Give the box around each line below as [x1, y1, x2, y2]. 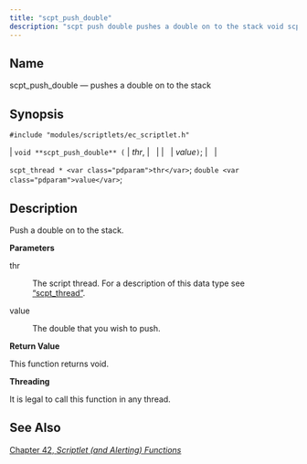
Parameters [9, 242, 55, 253]
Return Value [9, 340, 60, 352]
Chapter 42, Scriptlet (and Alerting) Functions [9, 444, 182, 455]
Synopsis [9, 106, 64, 121]
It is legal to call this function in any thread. [9, 394, 171, 405]
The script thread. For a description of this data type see [32, 278, 245, 289]
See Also [9, 420, 61, 436]
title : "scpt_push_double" [9, 13, 112, 23]
